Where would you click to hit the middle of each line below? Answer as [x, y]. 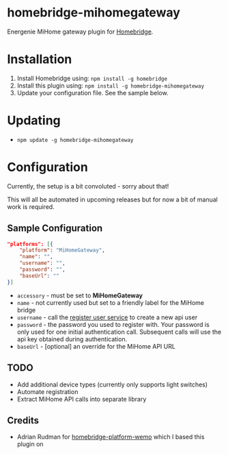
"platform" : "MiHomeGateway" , [62, 250]
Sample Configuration [55, 229]
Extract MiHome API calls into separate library [82, 399]
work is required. [31, 206]
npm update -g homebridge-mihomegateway [75, 140]
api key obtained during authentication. [72, 339]
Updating [34, 121]
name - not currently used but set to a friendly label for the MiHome [111, 302]
